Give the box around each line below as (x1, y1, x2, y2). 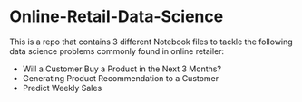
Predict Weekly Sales (22, 82, 102, 93)
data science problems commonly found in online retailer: (9, 45, 225, 56)
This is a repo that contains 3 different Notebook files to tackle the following (9, 36, 293, 47)
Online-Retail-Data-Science (9, 6, 224, 27)
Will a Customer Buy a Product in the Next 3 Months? (22, 63, 222, 74)
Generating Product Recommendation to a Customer (22, 72, 219, 83)
